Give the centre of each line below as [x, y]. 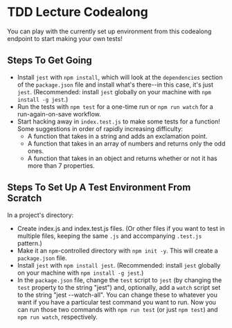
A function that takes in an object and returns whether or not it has [122, 158]
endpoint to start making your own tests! [65, 38]
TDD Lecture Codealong [78, 12]
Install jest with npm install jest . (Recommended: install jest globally [119, 265]
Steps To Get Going [50, 61]
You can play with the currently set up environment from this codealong [109, 31]
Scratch [25, 198]
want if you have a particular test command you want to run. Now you [117, 302]
